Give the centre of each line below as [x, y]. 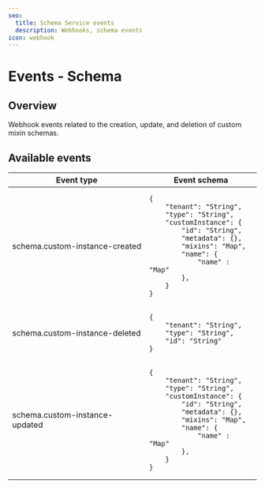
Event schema [201, 180]
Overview [33, 105]
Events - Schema [65, 77]
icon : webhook [32, 38]
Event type [77, 180]
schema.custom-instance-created [77, 246]
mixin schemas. [34, 133]
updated [28, 425]
